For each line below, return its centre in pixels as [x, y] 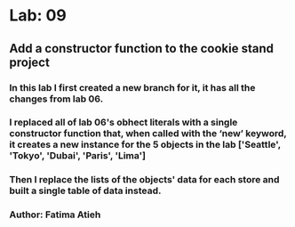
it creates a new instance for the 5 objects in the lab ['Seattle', [145, 145]
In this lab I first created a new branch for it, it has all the [132, 87]
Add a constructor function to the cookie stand [141, 49]
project [30, 62]
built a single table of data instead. [85, 191]
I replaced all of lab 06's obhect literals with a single [124, 123]
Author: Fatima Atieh [55, 215]
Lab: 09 [38, 16]
